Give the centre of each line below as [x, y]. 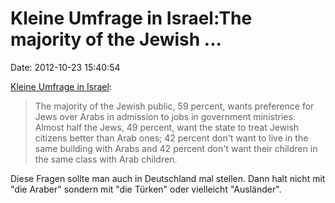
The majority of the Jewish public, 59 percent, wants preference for [174, 106]
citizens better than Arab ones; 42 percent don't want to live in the [171, 138]
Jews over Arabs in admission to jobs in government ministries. [165, 116]
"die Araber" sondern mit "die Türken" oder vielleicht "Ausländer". [146, 189]
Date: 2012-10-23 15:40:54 [65, 67]
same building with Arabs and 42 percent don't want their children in [176, 148]
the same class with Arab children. [106, 159]
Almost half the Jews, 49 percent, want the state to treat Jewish [167, 127]
